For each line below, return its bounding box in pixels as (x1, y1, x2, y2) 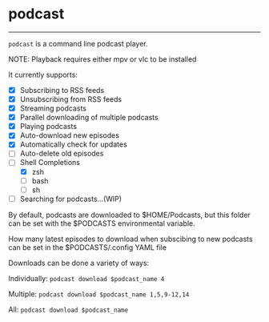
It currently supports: (8, 70, 78, 79)
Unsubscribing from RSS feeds (19, 95, 122, 104)
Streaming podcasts (19, 103, 86, 113)
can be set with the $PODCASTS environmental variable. (8, 218, 195, 228)
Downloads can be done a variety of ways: (8, 258, 150, 268)
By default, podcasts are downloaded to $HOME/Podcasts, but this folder (8, 210, 251, 219)
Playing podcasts (19, 122, 78, 131)
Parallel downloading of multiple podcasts (19, 113, 159, 123)
